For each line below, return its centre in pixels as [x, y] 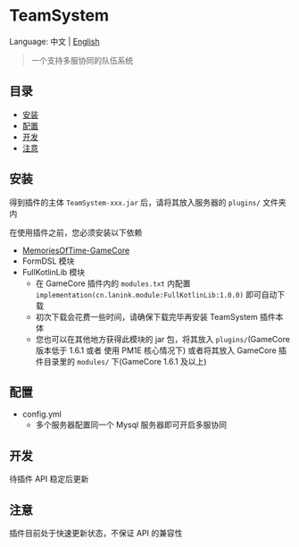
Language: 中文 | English [54, 41]
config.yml [42, 414]
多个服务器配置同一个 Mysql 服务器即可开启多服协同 [131, 425]
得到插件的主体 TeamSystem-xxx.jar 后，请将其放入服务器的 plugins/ [135, 202]
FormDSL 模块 [48, 261]
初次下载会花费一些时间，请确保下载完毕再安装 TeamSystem [147, 316]
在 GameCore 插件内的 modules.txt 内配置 [113, 283]
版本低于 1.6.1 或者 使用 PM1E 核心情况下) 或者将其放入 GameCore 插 [161, 350]
